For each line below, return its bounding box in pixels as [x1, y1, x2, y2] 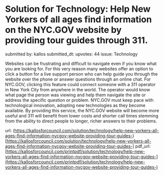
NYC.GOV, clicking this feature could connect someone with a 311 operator [5, 81, 156, 87]
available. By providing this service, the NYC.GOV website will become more [5, 107, 160, 114]
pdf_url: [135, 143, 151, 149]
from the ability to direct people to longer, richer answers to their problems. [5, 118, 157, 124]
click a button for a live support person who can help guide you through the [5, 71, 158, 77]
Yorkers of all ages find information [5, 14, 152, 25]
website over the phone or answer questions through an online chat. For [5, 76, 151, 82]
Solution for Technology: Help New [5, 3, 151, 15]
